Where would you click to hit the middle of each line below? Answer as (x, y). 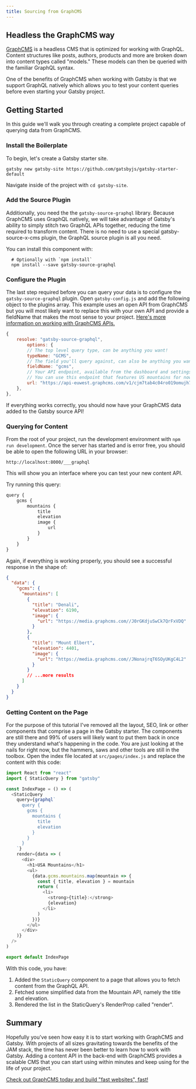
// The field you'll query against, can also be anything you (104, 361)
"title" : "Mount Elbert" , (63, 643)
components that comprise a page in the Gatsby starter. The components (94, 731)
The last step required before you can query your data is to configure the (94, 292)
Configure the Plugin (36, 280)
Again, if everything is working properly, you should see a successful (89, 561)
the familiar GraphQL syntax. (40, 68)
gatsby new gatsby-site (35, 169)
